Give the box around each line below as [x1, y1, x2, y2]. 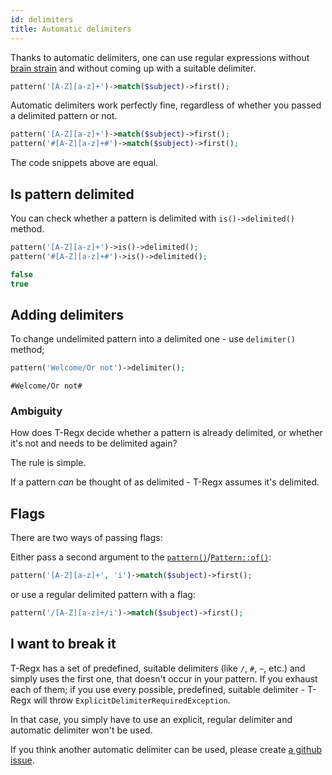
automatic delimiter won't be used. [10, 724, 153, 736]
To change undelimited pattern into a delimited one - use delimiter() [10, 333, 296, 345]
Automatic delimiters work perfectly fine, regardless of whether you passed [10, 99, 322, 111]
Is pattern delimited [10, 186, 135, 203]
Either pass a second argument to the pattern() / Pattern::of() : [10, 551, 272, 563]
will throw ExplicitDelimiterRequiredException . [33, 694, 231, 706]
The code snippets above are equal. [10, 157, 159, 169]
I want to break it [10, 636, 117, 653]
